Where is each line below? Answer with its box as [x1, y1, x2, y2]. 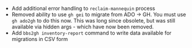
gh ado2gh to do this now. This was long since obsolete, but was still [11, 17, 176, 24]
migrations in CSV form [11, 36, 68, 42]
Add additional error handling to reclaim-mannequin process [11, 5, 155, 12]
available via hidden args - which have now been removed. [11, 23, 154, 30]
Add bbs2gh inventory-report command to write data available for [11, 29, 172, 36]
